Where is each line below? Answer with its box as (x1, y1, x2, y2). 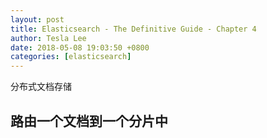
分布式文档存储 (10, 81, 72, 93)
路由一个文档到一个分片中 (10, 112, 168, 130)
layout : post (10, 14, 65, 25)
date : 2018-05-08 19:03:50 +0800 (10, 42, 150, 53)
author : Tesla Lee (10, 33, 87, 43)
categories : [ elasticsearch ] (10, 52, 132, 62)
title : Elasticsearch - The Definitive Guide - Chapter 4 (10, 24, 257, 34)
